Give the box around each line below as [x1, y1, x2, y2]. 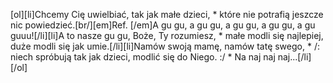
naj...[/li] [277, 51, 312, 63]
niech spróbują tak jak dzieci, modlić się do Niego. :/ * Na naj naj [10, 51, 276, 63]
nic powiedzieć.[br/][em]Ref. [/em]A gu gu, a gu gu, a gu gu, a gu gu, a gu [10, 19, 316, 31]
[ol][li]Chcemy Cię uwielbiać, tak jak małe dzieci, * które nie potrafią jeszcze [10, 9, 324, 20]
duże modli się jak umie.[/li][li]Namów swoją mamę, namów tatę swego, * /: [10, 40, 320, 52]
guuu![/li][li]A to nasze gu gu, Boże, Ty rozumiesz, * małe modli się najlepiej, [10, 30, 324, 41]
